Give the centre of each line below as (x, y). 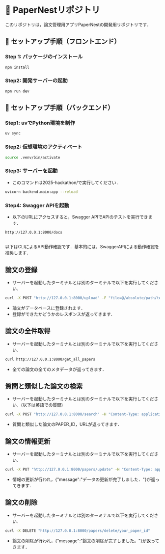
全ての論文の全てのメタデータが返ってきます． (59, 369)
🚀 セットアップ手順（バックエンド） (60, 108)
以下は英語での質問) (43, 405)
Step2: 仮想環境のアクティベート (44, 147)
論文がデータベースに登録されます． (49, 308)
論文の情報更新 (28, 441)
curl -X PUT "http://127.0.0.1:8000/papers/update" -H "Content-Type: (79, 470)
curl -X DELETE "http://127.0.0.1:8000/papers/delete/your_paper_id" (78, 530)
